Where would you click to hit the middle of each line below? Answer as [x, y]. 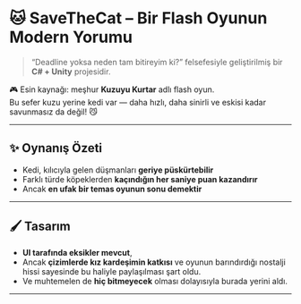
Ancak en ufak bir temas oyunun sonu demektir [112, 189]
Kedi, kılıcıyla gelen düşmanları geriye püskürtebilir [118, 170]
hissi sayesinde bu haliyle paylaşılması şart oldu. [112, 271]
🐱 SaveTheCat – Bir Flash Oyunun [138, 18]
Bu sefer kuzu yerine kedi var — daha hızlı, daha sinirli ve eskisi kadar [138, 102]
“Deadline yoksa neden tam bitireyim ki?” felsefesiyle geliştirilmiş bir [157, 62]
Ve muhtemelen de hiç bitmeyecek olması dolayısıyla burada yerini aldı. [155, 281]
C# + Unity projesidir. [71, 72]
